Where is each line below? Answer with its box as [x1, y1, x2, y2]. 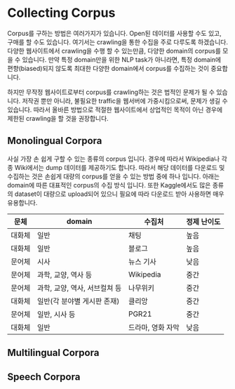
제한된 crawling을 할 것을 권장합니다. [7, 114, 109, 122]
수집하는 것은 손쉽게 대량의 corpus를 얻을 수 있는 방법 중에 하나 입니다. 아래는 [7, 172, 220, 180]
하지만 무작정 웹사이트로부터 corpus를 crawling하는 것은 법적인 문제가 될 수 [7, 88, 215, 96]
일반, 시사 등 [37, 309, 76, 319]
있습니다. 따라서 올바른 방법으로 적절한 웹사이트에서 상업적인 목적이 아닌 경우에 [7, 105, 223, 114]
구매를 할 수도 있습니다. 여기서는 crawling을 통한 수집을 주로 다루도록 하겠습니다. [7, 37, 228, 46]
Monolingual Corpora [7, 135, 102, 147]
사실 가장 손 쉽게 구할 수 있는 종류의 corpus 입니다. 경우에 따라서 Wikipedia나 [7, 154, 220, 163]
